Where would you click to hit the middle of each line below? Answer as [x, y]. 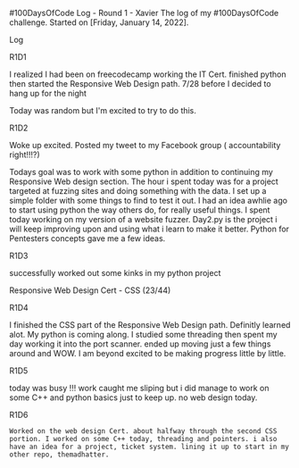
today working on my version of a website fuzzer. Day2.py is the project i [143, 219]
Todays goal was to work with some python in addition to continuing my [141, 172]
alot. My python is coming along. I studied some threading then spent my [144, 334]
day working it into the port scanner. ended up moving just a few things [140, 344]
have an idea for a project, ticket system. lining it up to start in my [149, 447]
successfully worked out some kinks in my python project [115, 273]
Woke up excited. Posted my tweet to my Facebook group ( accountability [145, 145]
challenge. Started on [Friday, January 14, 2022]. [99, 22]
